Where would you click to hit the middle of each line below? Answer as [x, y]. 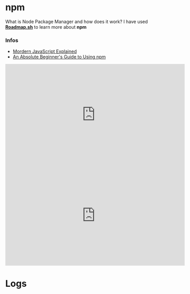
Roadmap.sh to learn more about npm [46, 27]
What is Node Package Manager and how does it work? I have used [77, 22]
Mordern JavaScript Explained [45, 51]
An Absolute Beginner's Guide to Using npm [59, 57]
